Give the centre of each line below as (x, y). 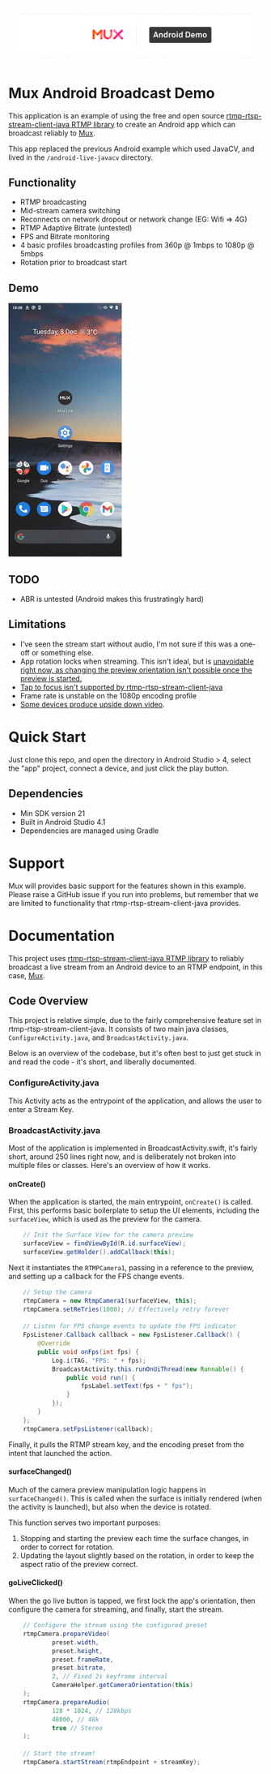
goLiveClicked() (36, 1583)
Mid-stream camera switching (70, 211)
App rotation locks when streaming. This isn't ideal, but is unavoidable (137, 661)
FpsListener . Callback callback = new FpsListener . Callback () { (132, 1335)
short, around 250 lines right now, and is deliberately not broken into (122, 1156)
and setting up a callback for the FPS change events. (96, 1276)
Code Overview (49, 1001)
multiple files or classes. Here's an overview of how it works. (110, 1165)
